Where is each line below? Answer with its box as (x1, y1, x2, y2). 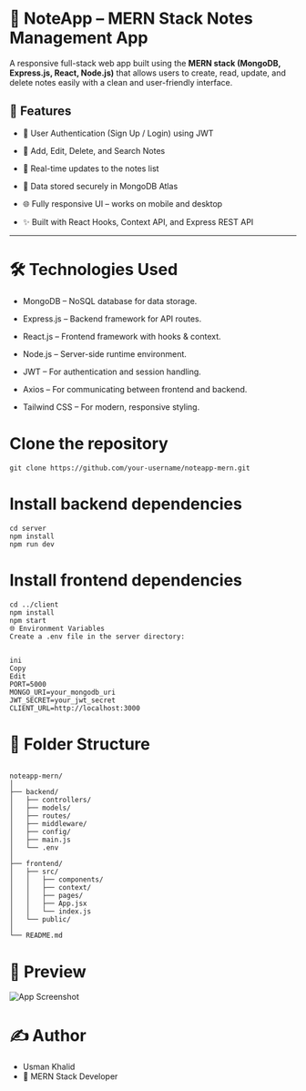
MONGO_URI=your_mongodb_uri (9, 688, 117, 697)
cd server (9, 524, 47, 533)
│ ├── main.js (9, 835, 71, 845)
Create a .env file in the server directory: (9, 632, 185, 641)
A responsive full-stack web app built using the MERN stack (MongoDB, (9, 57, 281, 68)
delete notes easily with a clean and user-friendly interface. (9, 76, 233, 87)
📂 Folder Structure (9, 733, 150, 754)
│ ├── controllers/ (9, 796, 92, 805)
